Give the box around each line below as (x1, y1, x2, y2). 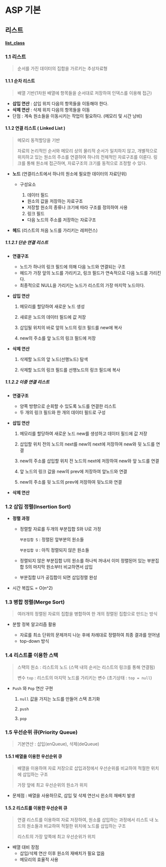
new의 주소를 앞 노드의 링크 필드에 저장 (19, 335, 96, 341)
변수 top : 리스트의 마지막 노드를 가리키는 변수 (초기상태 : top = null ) (17, 675, 152, 681)
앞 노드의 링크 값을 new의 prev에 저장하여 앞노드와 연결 (19, 468, 127, 474)
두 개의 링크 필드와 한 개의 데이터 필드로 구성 (19, 409, 106, 415)
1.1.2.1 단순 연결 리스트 (5, 240, 49, 246)
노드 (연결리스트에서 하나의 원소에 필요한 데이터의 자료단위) (12, 171, 127, 176)
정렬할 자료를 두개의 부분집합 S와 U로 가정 (19, 526, 102, 532)
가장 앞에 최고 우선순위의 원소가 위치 (17, 782, 88, 788)
